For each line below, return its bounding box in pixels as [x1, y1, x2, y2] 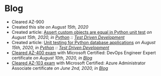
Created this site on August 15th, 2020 [11, 24, 89, 30]
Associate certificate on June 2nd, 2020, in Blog [11, 65, 109, 71]
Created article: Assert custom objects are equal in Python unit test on [11, 29, 152, 35]
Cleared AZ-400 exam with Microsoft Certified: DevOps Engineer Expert [11, 49, 156, 56]
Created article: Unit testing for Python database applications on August [11, 39, 156, 45]
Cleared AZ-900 [11, 19, 44, 25]
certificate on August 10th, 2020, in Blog [11, 55, 93, 61]
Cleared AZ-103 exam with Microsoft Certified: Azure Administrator [11, 60, 146, 66]
